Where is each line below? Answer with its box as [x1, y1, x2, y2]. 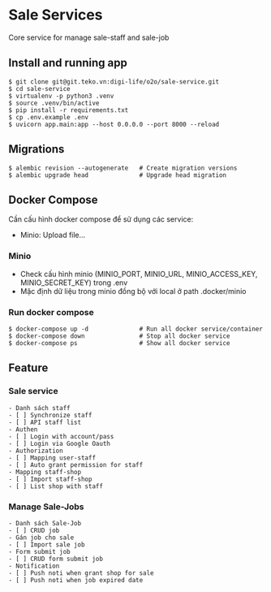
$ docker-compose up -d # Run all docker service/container [8, 325, 264, 333]
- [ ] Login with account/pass [8, 432, 114, 440]
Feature [8, 361, 49, 375]
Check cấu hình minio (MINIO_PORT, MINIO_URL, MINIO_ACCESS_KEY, [19, 269, 258, 279]
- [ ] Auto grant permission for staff [8, 460, 144, 469]
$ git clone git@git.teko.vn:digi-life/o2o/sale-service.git [8, 77, 220, 86]
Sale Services [8, 6, 103, 24]
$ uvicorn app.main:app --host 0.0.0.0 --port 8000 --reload [8, 120, 220, 128]
